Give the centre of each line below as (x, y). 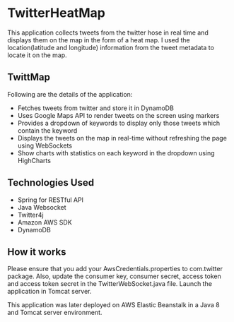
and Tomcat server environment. (55, 313)
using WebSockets (45, 145)
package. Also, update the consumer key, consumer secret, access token (114, 276)
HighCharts (34, 160)
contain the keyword (47, 130)
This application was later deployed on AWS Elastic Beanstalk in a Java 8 (114, 305)
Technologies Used (51, 183)
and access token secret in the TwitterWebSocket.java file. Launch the (110, 284)
